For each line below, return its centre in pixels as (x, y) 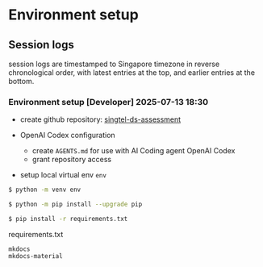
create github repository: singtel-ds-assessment (100, 119)
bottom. (21, 81)
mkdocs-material (35, 256)
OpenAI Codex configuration (67, 136)
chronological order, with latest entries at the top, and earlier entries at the (132, 73)
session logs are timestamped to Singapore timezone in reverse (114, 64)
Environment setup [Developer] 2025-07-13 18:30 (109, 102)
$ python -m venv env (45, 190)
